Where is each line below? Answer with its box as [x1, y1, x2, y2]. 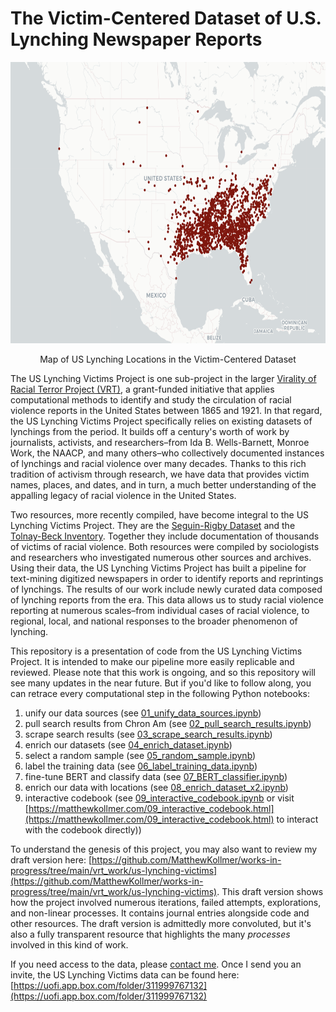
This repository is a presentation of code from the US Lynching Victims [10, 645, 303, 657]
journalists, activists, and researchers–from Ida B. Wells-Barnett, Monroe [10, 436, 310, 448]
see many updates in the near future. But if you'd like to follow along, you [10, 677, 312, 689]
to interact [276, 813, 319, 825]
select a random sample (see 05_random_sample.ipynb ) [24, 749, 257, 761]
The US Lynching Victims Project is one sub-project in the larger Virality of [10, 372, 317, 384]
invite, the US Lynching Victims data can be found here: [10, 968, 240, 981]
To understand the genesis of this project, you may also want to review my [10, 843, 318, 855]
